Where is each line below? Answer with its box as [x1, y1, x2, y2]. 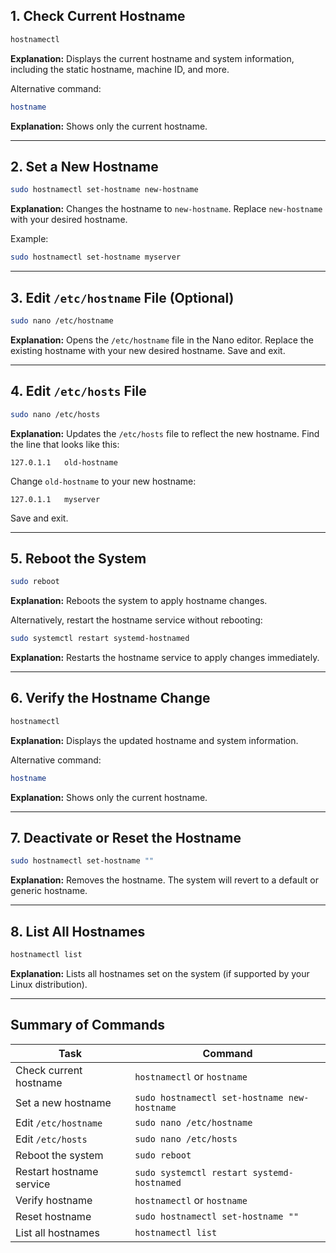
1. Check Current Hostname [10, 8, 186, 25]
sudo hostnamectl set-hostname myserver [10, 252, 182, 263]
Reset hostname [15, 1209, 92, 1223]
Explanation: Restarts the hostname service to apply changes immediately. [10, 652, 320, 664]
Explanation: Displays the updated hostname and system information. [10, 734, 299, 746]
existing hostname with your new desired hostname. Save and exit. [10, 344, 286, 356]
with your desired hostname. [10, 214, 128, 226]
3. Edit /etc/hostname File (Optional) [10, 289, 235, 306]
